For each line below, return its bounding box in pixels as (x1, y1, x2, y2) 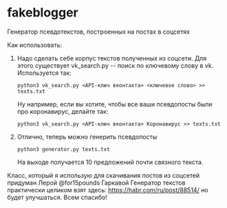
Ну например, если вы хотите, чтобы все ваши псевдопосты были (17, 100, 213, 108)
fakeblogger (7, 5, 79, 21)
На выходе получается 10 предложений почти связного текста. (17, 158, 204, 166)
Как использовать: (7, 41, 63, 49)
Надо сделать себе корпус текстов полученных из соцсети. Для (17, 54, 207, 62)
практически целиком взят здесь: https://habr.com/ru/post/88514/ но (7, 185, 208, 194)
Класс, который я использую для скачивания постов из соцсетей (7, 171, 200, 179)
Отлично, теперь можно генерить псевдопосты (17, 132, 158, 141)
